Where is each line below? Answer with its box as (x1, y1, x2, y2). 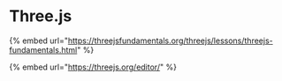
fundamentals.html (9, 44, 78, 55)
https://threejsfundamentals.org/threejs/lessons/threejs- (67, 35, 273, 46)
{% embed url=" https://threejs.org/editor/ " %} (9, 62, 177, 72)
